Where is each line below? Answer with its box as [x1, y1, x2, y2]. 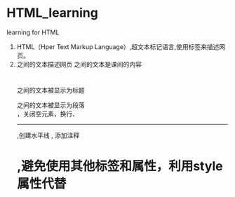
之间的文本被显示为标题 [16, 86, 85, 95]
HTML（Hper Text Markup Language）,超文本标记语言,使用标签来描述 [16, 42, 220, 50]
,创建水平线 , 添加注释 [16, 131, 80, 140]
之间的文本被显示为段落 [16, 101, 85, 109]
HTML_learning [6, 5, 99, 21]
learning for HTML [6, 28, 60, 36]
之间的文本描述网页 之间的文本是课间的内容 [16, 60, 142, 68]
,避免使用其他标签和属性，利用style [16, 158, 223, 175]
